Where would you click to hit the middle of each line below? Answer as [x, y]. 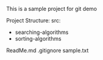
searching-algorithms [42, 32]
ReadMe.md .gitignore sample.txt [48, 50]
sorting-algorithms [38, 38]
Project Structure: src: [34, 20]
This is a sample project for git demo [52, 9]
